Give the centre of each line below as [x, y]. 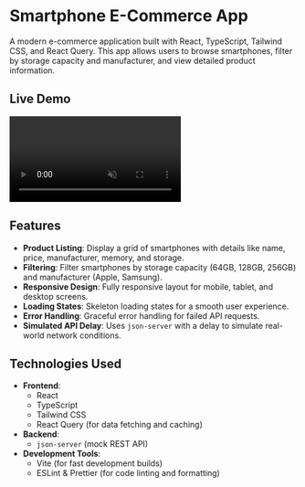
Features [35, 226]
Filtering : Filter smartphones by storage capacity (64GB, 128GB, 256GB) [159, 267]
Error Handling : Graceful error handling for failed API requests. [141, 315]
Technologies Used [65, 363]
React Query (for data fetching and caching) [119, 425]
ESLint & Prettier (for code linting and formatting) [128, 473]
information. [32, 70]
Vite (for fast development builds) [99, 463]
